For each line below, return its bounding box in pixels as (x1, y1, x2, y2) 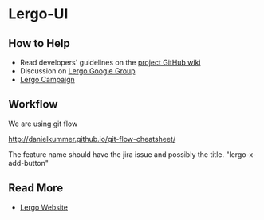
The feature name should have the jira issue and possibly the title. (8, 149, 225, 159)
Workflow (8, 97, 58, 112)
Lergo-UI (8, 5, 69, 23)
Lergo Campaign (19, 75, 76, 84)
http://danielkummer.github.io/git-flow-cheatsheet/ (8, 134, 176, 143)
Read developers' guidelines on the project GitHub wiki (19, 57, 201, 67)
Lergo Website (19, 202, 69, 212)
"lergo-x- (226, 149, 257, 159)
